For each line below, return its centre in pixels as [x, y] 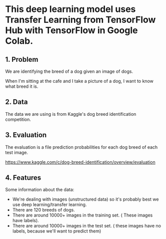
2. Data [16, 102]
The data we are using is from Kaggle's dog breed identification [71, 114]
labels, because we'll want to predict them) [57, 231]
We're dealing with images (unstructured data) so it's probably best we [85, 199]
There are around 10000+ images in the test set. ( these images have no [87, 226]
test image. [17, 152]
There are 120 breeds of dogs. [43, 210]
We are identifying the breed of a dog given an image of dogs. [69, 71]
